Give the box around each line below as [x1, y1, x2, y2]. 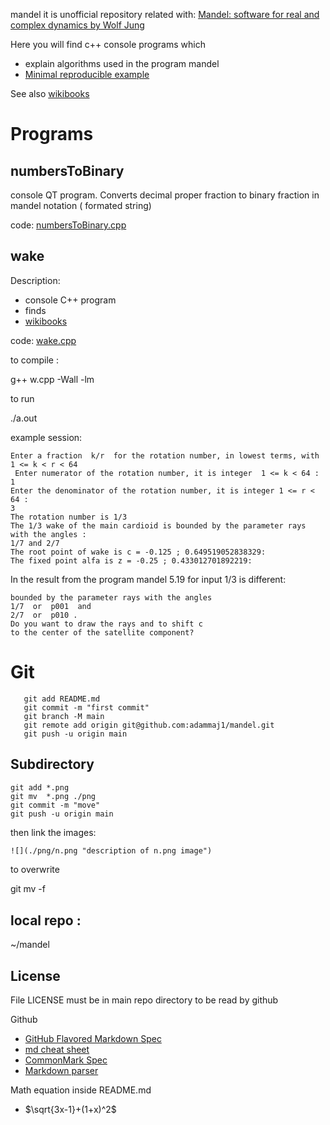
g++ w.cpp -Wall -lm [10, 373, 95, 385]
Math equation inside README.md [10, 1084, 152, 1096]
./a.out [10, 412, 38, 424]
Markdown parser [24, 1065, 99, 1077]
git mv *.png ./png [10, 791, 97, 801]
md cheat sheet [24, 1044, 90, 1056]
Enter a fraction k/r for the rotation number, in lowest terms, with [10, 450, 320, 461]
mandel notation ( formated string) [10, 200, 152, 211]
